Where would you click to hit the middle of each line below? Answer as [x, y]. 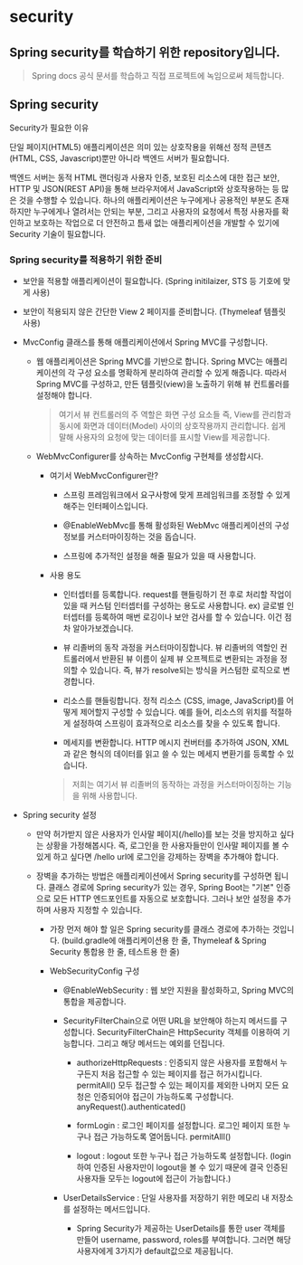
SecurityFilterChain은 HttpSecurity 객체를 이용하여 [188, 1032]
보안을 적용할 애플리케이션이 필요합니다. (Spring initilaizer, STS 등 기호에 [151, 281]
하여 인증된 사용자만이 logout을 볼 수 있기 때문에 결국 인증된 [182, 1167]
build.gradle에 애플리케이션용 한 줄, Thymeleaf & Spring [166, 941]
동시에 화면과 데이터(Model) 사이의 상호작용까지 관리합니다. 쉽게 [172, 426]
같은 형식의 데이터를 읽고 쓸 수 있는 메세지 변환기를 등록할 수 [179, 754]
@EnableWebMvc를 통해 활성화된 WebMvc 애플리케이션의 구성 [176, 526]
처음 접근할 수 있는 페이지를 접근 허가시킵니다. [181, 1074]
